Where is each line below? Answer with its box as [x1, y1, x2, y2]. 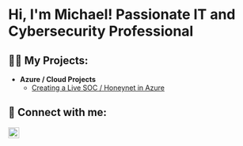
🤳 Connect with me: [8, 106, 107, 119]
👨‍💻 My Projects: [8, 54, 89, 67]
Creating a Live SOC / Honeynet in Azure [31, 83, 165, 92]
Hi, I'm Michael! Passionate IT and [8, 6, 236, 24]
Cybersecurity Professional [8, 22, 194, 40]
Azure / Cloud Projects [19, 75, 97, 84]
